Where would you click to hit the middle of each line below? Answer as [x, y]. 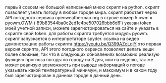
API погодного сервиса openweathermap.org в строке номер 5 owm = [79, 18]
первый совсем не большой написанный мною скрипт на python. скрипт [83, 7]
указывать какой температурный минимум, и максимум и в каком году [81, 70]
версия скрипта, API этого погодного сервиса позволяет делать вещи [80, 49]
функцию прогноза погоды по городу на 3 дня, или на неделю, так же [79, 60]
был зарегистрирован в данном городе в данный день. [64, 75]
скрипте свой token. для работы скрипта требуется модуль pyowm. [77, 33]
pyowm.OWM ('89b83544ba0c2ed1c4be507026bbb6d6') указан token [78, 23]
